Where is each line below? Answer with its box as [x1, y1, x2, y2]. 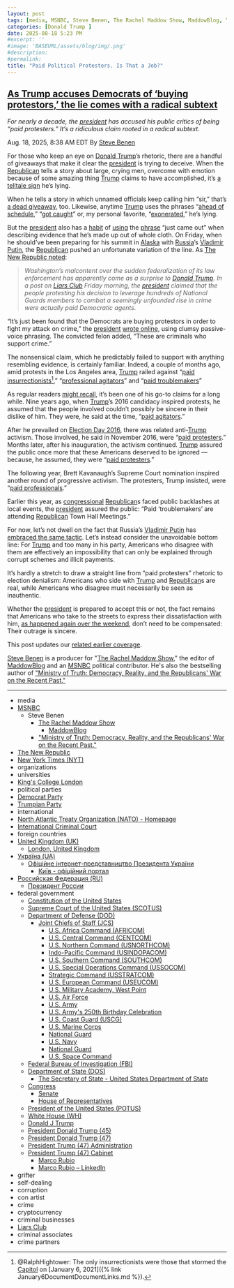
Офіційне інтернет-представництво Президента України [27, 859, 194, 868]
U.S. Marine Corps [48, 1023, 102, 1031]
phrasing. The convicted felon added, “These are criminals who [24, 332, 207, 341]
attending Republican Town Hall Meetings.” [7, 512, 131, 521]
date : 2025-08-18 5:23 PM [7, 29, 82, 37]
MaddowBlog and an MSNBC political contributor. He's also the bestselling [7, 661, 221, 670]
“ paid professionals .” [7, 484, 68, 492]
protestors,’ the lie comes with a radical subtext [7, 99, 218, 111]
